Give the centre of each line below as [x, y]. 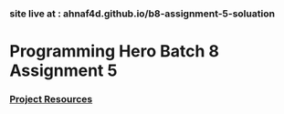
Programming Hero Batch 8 [115, 52]
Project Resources [51, 99]
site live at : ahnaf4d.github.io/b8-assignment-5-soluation [142, 14]
